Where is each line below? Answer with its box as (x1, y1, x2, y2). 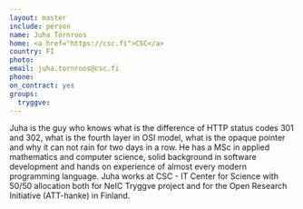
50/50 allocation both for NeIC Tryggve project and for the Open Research (9, 181, 288, 192)
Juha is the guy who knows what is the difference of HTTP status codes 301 (9, 123, 295, 134)
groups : (9, 89, 39, 98)
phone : (9, 73, 34, 82)
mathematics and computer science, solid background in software (9, 152, 257, 163)
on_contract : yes (9, 81, 75, 90)
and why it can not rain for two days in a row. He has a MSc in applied (9, 142, 270, 153)
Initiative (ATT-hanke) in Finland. (9, 190, 131, 201)
